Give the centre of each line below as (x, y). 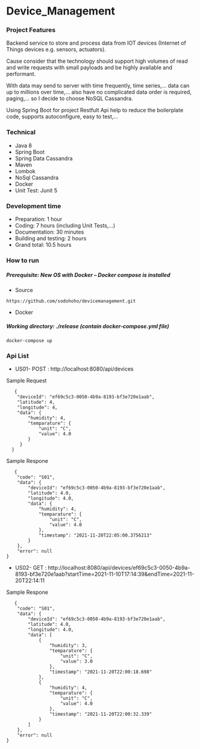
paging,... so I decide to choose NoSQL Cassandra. (70, 98)
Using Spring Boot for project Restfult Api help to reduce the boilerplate (95, 110)
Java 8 (23, 145)
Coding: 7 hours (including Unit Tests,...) (65, 226)
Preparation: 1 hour (39, 219)
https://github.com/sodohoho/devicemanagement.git (71, 301)
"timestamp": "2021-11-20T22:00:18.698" (101, 672)
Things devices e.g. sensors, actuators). (56, 49)
